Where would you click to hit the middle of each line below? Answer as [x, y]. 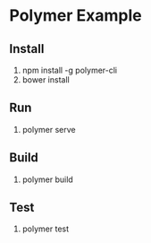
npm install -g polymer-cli [70, 70]
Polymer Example [76, 16]
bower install [46, 80]
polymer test [46, 229]
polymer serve [49, 129]
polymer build [47, 179]
